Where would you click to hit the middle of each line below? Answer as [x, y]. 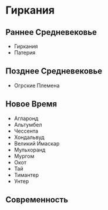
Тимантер [26, 175]
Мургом [24, 156]
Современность [37, 200]
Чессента [26, 131]
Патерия [25, 53]
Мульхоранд [30, 150]
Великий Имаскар [37, 143]
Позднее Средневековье [54, 71]
